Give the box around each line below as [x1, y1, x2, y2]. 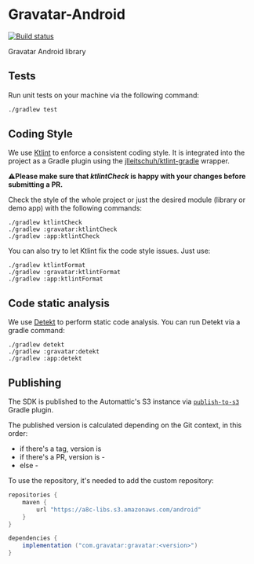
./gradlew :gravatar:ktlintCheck [8, 225, 118, 233]
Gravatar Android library [8, 46, 86, 56]
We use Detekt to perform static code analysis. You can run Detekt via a [8, 317, 241, 327]
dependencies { [8, 534, 58, 543]
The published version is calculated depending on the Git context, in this [8, 420, 242, 430]
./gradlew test [8, 105, 58, 113]
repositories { [8, 491, 58, 500]
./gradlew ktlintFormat [8, 262, 86, 269]
